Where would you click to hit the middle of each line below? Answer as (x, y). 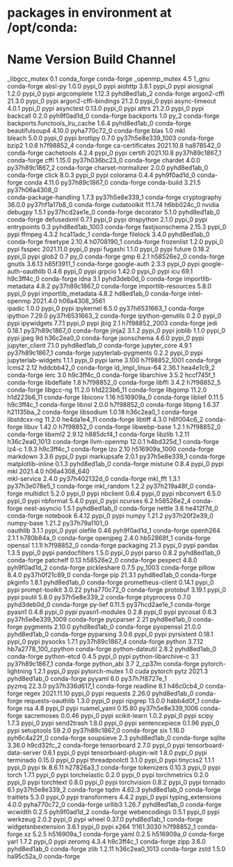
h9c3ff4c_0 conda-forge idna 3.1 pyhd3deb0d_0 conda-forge (95, 279)
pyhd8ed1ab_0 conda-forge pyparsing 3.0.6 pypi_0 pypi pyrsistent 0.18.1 (110, 634)
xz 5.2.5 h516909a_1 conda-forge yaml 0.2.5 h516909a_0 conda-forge (124, 834)
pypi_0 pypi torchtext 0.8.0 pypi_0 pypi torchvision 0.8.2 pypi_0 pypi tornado (116, 783)
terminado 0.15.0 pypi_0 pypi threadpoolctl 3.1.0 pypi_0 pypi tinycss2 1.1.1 (111, 760)
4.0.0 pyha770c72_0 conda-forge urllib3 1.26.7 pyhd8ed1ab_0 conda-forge (114, 805)
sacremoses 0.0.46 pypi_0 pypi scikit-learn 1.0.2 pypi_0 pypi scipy (119, 716)
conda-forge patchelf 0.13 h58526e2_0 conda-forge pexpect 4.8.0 (102, 560)
